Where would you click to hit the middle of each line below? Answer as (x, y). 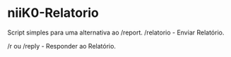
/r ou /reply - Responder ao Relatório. (62, 46)
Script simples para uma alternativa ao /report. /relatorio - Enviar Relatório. (116, 32)
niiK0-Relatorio (53, 13)
